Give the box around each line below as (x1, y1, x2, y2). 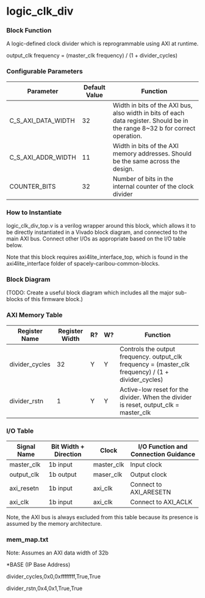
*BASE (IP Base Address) (6, 561, 71, 569)
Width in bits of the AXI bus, (112, 101, 193, 110)
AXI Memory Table (6, 311, 63, 320)
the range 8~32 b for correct (112, 124, 196, 132)
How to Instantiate (6, 208, 62, 217)
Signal (16, 442, 35, 450)
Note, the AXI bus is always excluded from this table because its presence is (6, 513, 199, 521)
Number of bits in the (112, 174, 174, 183)
